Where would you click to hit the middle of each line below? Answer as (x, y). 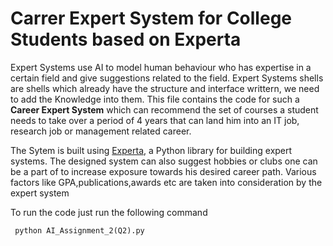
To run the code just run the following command (109, 212)
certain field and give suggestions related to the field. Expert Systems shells (167, 78)
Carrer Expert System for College (151, 18)
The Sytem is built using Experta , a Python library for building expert (151, 150)
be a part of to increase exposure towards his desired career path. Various (163, 171)
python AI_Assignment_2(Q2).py (79, 230)
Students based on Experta (126, 39)
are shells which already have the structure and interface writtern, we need (165, 88)
